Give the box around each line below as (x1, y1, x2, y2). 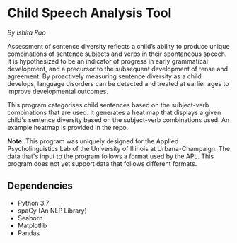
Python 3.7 (17, 198, 50, 207)
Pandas (17, 228, 40, 237)
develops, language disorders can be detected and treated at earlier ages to (7, 79, 229, 88)
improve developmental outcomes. (7, 87, 108, 95)
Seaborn (17, 213, 43, 222)
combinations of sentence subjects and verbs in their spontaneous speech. (7, 49, 227, 58)
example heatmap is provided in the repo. (7, 123, 129, 131)
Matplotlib (17, 221, 47, 230)
